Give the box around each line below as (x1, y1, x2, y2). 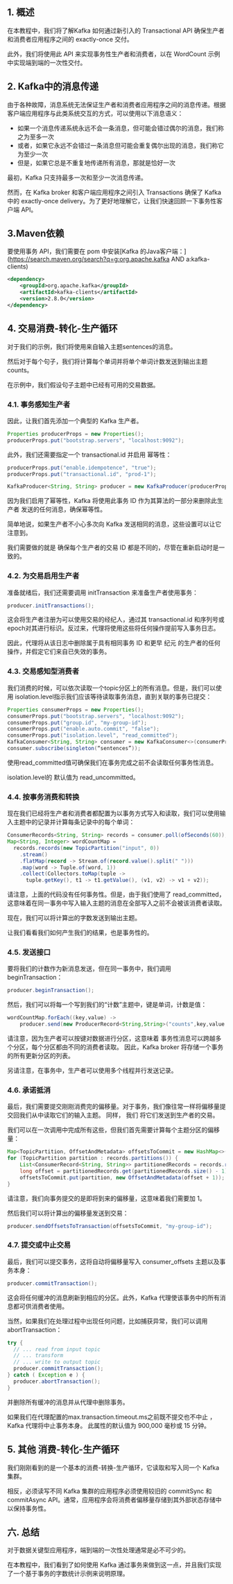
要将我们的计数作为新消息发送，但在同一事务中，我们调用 (7, 964, 171, 973)
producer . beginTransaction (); (7, 987, 95, 994)
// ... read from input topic (13, 1345, 101, 1353)
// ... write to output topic (13, 1359, 101, 1365)
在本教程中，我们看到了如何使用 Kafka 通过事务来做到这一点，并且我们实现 (7, 1560, 222, 1569)
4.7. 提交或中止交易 (7, 1241, 71, 1250)
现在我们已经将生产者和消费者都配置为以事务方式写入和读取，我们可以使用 (7, 809, 220, 817)
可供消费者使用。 (19, 1302, 68, 1310)
